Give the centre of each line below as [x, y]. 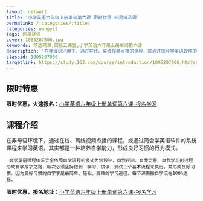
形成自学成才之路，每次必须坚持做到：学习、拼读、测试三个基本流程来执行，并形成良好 [98, 167]
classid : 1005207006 [32, 57]
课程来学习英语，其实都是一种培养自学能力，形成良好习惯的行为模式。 [94, 148]
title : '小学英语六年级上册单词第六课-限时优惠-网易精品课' [73, 18]
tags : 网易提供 [24, 34]
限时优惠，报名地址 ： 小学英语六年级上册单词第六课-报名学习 [82, 192]
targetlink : [21, 62]
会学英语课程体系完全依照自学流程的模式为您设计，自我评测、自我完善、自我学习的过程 [101, 161]
